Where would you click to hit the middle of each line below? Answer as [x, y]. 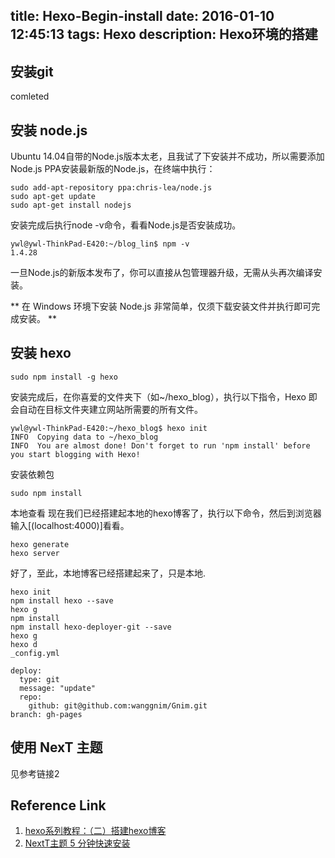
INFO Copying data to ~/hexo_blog [84, 437]
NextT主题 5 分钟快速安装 [77, 843]
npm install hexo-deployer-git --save [91, 627]
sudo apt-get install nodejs [71, 205]
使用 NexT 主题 [56, 747]
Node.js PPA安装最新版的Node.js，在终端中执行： [113, 169]
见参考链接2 [35, 773]
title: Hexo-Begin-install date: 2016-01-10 [142, 16]
